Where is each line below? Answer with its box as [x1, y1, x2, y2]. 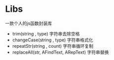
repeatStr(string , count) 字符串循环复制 [12, 43, 94, 49]
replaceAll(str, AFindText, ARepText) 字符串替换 [12, 49, 109, 55]
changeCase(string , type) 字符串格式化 [12, 37, 93, 43]
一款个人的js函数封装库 [5, 20, 52, 26]
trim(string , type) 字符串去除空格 [12, 30, 80, 36]
